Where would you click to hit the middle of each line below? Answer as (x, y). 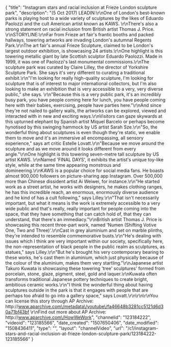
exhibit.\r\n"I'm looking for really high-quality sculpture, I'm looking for (79, 78)
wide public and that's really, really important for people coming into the (81, 209)
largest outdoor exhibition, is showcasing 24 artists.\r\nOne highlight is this (84, 51)
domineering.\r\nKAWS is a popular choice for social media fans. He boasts (85, 170)
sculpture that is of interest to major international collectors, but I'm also (81, 83)
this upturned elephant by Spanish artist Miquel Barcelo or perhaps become (85, 122)
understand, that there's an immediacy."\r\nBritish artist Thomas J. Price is (84, 219)
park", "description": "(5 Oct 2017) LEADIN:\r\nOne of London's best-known (85, 13)
